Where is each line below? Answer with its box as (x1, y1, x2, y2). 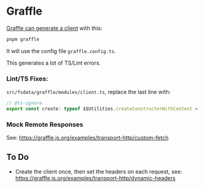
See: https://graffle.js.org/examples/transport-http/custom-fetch (6, 134, 169, 142)
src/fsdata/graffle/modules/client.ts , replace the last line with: (6, 89, 171, 96)
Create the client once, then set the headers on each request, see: (15, 168, 183, 175)
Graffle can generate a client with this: (6, 24, 103, 32)
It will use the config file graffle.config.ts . (6, 47, 116, 54)
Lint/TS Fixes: (6, 74, 49, 83)
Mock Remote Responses (6, 120, 84, 129)
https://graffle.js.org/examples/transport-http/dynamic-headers (15, 174, 176, 181)
